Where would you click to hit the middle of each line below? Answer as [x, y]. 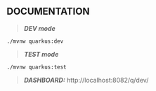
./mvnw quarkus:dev [35, 41]
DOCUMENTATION [48, 12]
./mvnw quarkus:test [37, 67]
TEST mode [41, 54]
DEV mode [39, 28]
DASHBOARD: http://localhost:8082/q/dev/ [86, 80]
